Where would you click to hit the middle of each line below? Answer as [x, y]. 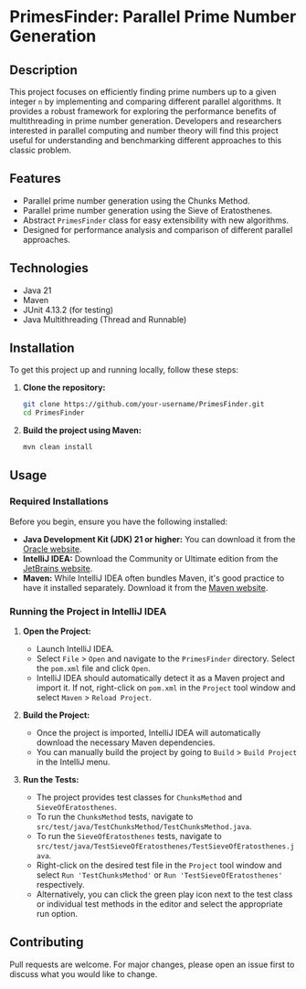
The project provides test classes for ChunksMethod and [139, 797]
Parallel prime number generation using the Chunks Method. [136, 200]
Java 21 [37, 290]
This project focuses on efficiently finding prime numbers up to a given [143, 92]
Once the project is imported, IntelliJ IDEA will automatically [148, 733]
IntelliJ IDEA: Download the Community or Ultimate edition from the [150, 558]
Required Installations [59, 501]
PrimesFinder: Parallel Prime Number [153, 17]
